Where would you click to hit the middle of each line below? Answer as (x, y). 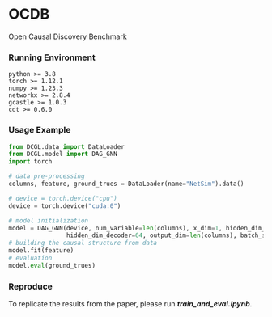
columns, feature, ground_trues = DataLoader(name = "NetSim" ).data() (126, 184)
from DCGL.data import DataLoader (67, 146)
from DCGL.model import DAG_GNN (63, 154)
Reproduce (30, 286)
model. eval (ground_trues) (52, 265)
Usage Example (40, 130)
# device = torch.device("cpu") (63, 198)
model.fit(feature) (41, 251)
